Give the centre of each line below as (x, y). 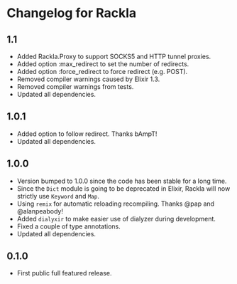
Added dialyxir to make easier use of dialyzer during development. (116, 219)
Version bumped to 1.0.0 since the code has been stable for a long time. (122, 181)
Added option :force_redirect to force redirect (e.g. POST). (102, 72)
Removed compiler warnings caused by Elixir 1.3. (88, 79)
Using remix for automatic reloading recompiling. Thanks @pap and (115, 204)
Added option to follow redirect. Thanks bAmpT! (87, 134)
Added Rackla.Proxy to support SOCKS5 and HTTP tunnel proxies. (114, 56)
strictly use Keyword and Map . (58, 196)
